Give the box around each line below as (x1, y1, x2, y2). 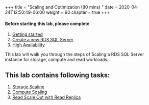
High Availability (12, 42, 45, 48)
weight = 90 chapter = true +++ (46, 9, 110, 15)
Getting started (12, 31, 43, 37)
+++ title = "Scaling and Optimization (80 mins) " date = (5, 4, 118, 10)
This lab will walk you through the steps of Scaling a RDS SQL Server (5, 52, 145, 57)
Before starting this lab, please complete (5, 21, 90, 26)
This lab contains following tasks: (5, 71, 110, 79)
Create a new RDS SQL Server (12, 37, 74, 43)
